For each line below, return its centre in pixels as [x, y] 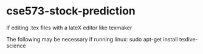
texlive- [189, 39]
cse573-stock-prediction [71, 11]
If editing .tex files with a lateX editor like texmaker [69, 28]
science [16, 46]
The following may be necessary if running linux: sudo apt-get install [92, 39]
